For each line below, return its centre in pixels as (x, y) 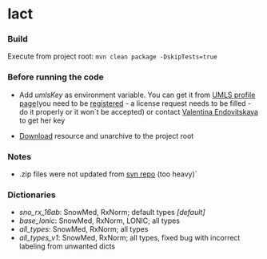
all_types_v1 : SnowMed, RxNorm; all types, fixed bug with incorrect (130, 238)
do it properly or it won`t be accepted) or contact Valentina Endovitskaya (139, 111)
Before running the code (56, 77)
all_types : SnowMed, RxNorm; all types (84, 229)
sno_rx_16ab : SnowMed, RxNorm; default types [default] (112, 212)
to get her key (42, 120)
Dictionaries (32, 195)
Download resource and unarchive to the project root (106, 136)
